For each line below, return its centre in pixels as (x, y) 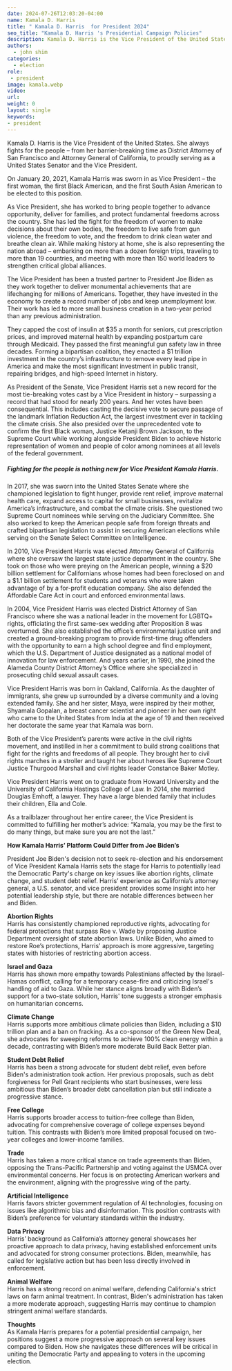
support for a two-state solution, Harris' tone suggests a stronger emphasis (115, 996)
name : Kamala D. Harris (41, 20)
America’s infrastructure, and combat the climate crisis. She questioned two (115, 508)
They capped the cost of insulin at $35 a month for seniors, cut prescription (115, 329)
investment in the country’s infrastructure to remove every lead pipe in (107, 358)
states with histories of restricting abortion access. (79, 953)
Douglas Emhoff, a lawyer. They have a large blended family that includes (112, 796)
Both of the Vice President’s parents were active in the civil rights (100, 739)
